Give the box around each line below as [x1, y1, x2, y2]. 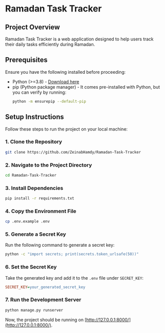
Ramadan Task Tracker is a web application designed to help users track [5, 36, 154, 42]
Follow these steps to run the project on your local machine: [5, 126, 128, 132]
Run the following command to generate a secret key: [5, 242, 115, 248]
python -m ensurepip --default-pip [12, 99, 86, 104]
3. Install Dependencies [5, 184, 64, 191]
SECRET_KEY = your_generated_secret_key [5, 285, 85, 290]
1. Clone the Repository [5, 138, 62, 145]
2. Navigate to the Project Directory [5, 162, 92, 168]
